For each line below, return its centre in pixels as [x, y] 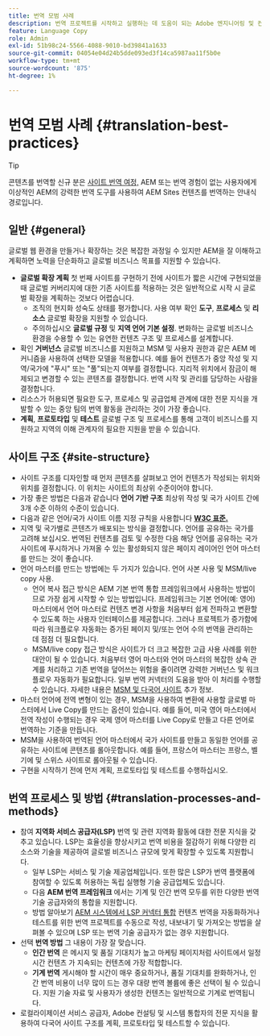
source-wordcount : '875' [50, 69]
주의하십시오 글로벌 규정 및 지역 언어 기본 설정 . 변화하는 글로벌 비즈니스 [143, 328]
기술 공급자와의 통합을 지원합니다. [85, 902]
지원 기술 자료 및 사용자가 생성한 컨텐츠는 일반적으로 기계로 [135, 993]
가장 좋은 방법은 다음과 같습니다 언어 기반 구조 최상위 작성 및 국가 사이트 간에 [139, 498]
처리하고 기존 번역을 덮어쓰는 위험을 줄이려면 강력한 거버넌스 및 [146, 669]
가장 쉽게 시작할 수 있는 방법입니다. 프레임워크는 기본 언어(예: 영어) [151, 599]
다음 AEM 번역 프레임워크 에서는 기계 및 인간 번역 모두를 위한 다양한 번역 [145, 892]
